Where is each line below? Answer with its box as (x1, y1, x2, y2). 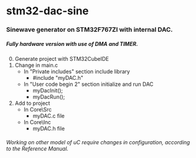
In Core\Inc (23, 119, 51, 126)
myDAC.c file (32, 112, 65, 120)
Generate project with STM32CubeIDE (14, 55, 109, 63)
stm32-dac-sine (6, 4, 89, 18)
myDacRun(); (32, 94, 66, 101)
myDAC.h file (32, 125, 65, 132)
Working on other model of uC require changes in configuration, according (6, 138, 191, 145)
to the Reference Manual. (6, 145, 69, 152)
